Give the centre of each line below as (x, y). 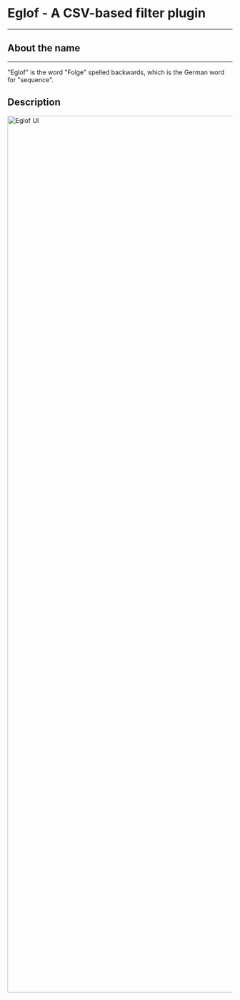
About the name (44, 48)
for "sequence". (31, 79)
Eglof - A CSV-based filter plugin (106, 13)
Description (34, 102)
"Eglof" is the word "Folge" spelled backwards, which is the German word (116, 72)
